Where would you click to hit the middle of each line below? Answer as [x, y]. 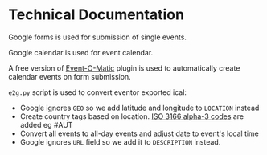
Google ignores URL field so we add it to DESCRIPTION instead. [120, 141]
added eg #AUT [46, 124]
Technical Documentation [97, 15]
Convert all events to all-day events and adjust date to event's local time [140, 133]
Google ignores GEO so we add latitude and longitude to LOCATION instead [140, 108]
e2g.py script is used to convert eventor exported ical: [98, 92]
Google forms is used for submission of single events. [98, 37]
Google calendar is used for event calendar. [81, 52]
